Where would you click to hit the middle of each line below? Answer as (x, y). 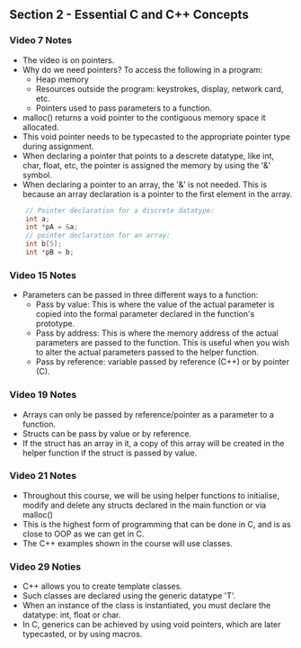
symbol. (37, 175)
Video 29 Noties (45, 566)
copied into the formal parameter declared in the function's (145, 314)
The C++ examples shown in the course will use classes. (128, 543)
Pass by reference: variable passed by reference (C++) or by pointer (163, 362)
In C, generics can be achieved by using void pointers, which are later (151, 625)
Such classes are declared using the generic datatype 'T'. (129, 596)
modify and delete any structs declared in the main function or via (144, 505)
